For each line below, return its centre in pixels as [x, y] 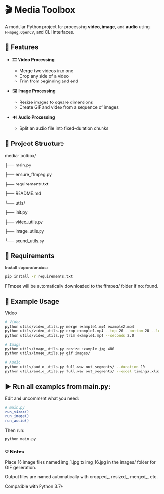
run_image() [17, 416]
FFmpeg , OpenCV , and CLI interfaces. [40, 32]
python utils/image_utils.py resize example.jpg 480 [60, 349]
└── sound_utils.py [25, 241]
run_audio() [17, 421]
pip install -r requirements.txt [39, 277]
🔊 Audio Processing [33, 117]
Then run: [15, 430]
